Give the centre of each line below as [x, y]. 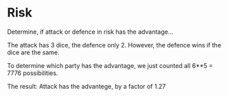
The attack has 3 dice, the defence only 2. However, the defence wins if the [114, 45]
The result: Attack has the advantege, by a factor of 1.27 [87, 86]
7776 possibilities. [33, 73]
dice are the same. [33, 52]
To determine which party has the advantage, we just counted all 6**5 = [110, 65]
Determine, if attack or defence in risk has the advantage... [90, 32]
